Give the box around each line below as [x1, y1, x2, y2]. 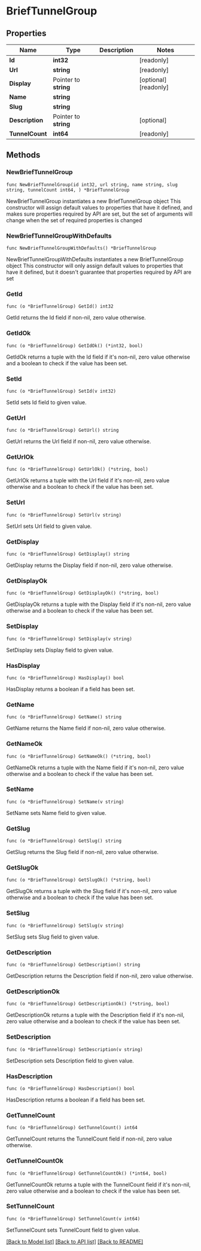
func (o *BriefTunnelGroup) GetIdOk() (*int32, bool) [6, 342, 144, 349]
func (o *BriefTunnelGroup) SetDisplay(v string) [6, 635, 133, 642]
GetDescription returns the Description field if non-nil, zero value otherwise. [6, 972, 193, 980]
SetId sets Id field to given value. [6, 398, 87, 406]
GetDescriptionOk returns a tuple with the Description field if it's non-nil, [6, 1011, 185, 1019]
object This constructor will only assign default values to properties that [6, 262, 184, 269]
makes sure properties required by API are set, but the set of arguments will [6, 210, 193, 217]
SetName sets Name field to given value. [6, 809, 106, 816]
